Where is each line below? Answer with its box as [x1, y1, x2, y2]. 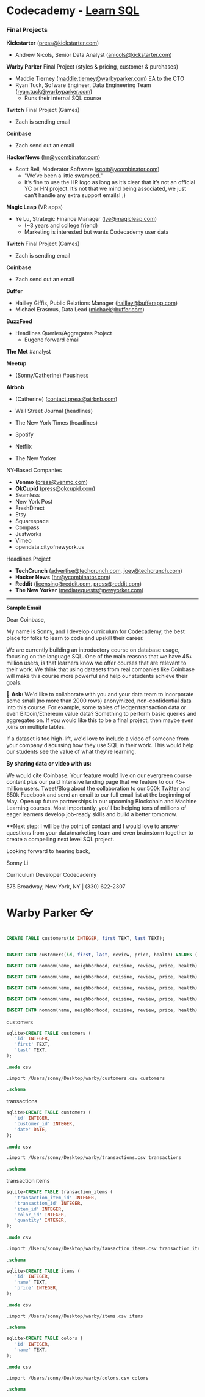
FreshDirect [15, 504, 45, 512]
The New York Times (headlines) [15, 419, 98, 427]
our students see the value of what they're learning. [6, 748, 137, 756]
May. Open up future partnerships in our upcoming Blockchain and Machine [6, 798, 197, 805]
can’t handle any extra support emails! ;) [24, 192, 126, 199]
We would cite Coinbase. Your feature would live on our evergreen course [6, 772, 192, 779]
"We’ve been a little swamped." [24, 172, 103, 179]
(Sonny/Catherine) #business [15, 371, 89, 379]
